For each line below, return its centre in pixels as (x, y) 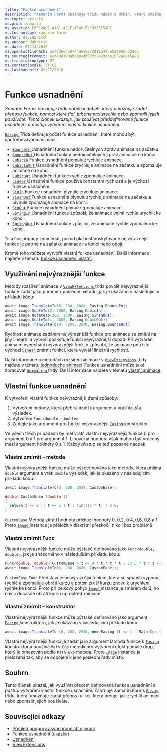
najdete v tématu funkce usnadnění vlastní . (49, 258)
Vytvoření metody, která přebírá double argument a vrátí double (77, 408)
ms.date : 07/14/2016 (27, 47)
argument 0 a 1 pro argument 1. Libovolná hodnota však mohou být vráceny (82, 438)
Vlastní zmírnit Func (30, 538)
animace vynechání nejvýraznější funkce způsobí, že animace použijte (77, 345)
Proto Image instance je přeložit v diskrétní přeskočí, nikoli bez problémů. (79, 525)
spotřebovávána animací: (31, 139)
